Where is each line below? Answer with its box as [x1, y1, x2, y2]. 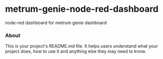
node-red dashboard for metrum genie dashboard [5, 20, 107, 26]
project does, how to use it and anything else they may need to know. [5, 48, 147, 55]
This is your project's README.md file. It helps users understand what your [5, 43, 158, 49]
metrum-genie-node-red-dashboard [5, 3, 159, 15]
